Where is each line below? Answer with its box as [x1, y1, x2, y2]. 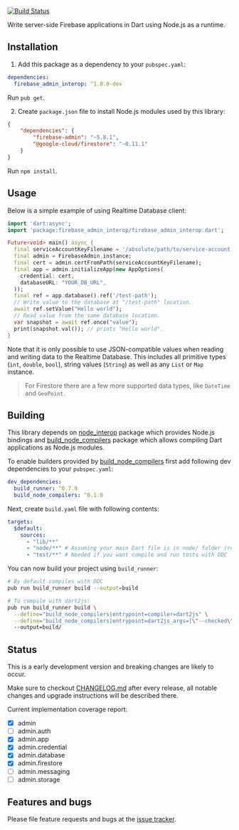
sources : [20, 531, 46, 538]
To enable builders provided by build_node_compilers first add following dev [7, 457, 231, 466]
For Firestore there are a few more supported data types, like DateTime [24, 381, 231, 390]
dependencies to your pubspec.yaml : [7, 464, 114, 473]
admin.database [17, 751, 65, 760]
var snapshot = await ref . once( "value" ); [14, 319, 139, 326]
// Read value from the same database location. [14, 312, 161, 319]
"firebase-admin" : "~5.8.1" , [33, 134, 119, 142]
